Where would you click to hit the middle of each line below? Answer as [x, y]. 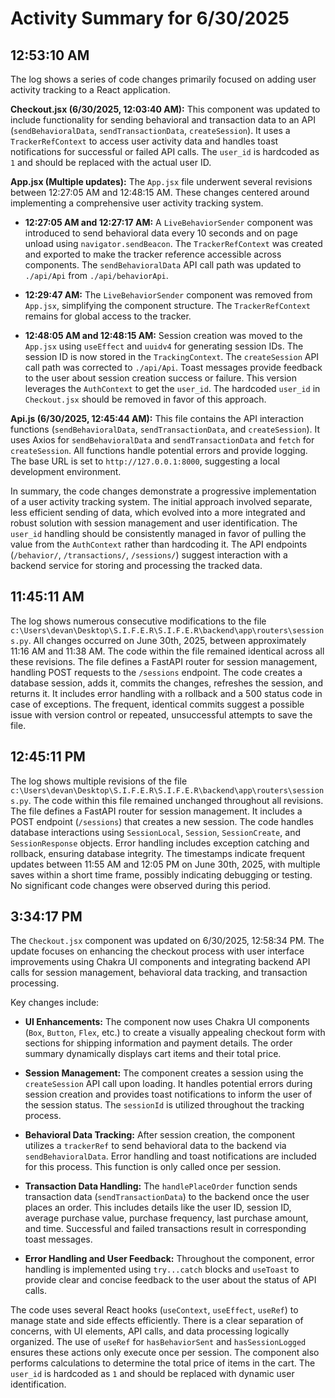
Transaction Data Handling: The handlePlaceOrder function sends [161, 1186]
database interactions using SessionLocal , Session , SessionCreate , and [155, 832]
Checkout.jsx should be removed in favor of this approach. [145, 399]
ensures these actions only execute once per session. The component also [165, 1353]
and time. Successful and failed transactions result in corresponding [165, 1229]
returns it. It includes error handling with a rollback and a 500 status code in [166, 693]
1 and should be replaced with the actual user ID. [111, 162]
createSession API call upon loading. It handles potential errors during [168, 1084]
